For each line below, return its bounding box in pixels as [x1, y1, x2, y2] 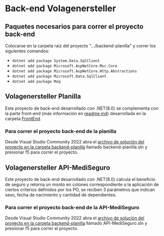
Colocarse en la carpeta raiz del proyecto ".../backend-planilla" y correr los [5, 43, 156, 49]
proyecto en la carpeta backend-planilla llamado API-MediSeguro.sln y [5, 220, 147, 226]
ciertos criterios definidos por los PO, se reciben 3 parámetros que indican [5, 186, 155, 193]
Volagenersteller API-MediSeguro [5, 163, 110, 172]
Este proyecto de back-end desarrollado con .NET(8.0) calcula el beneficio [5, 176, 156, 182]
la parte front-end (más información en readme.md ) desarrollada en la [5, 110, 146, 116]
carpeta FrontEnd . [5, 116, 41, 121]
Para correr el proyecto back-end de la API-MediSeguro [5, 204, 140, 211]
